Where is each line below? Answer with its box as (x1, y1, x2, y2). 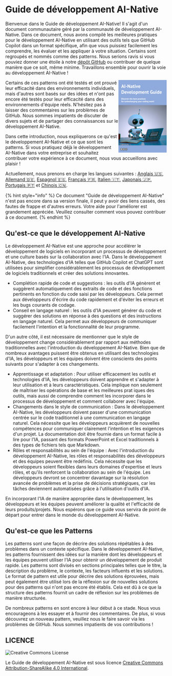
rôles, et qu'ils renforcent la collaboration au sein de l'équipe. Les (12, 469, 151, 475)
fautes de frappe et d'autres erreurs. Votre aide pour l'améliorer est (5, 203, 147, 209)
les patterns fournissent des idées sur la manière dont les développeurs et (5, 551, 162, 557)
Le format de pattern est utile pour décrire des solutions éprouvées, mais (5, 573, 160, 579)
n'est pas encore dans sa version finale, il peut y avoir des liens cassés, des (5, 198, 165, 204)
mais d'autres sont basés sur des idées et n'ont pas (5, 90, 114, 97)
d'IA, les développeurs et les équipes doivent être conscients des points (5, 355, 158, 362)
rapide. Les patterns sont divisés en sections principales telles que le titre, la (5, 562, 167, 568)
